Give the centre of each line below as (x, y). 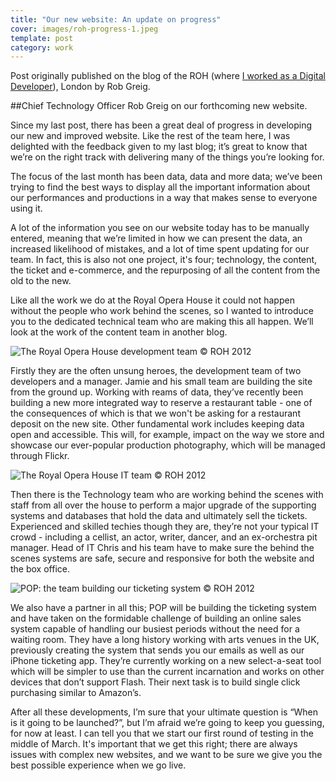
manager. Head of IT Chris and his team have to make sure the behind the (162, 548)
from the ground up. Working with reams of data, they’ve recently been (157, 392)
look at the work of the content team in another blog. (119, 332)
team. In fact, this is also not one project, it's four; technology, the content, (164, 260)
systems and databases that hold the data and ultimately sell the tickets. (159, 516)
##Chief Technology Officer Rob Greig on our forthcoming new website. (159, 106)
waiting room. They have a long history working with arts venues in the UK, (165, 640)
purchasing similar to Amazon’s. (76, 693)
